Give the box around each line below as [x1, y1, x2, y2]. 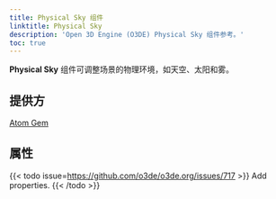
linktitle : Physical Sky [9, 22, 102, 31]
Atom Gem [9, 118, 49, 129]
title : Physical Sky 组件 [9, 13, 103, 23]
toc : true [9, 38, 47, 48]
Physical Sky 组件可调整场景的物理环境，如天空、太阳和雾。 [9, 64, 234, 75]
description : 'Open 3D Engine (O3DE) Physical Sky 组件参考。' [9, 30, 245, 39]
